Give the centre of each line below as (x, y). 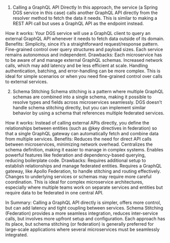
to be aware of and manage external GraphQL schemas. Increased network (84, 60)
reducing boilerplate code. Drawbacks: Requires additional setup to (76, 160)
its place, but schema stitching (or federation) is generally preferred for (79, 224)
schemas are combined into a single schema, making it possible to (82, 97)
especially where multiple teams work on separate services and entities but (84, 187)
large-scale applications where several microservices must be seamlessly (82, 229)
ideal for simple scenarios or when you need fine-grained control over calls (84, 76)
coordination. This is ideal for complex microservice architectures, (74, 182)
